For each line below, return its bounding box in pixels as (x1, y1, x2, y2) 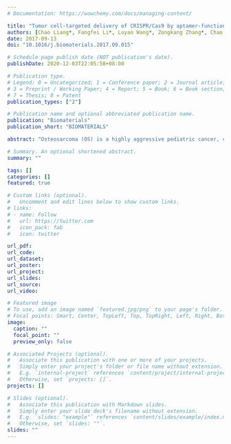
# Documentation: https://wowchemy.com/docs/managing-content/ (7, 10, 192, 17)
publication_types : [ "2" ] (7, 98, 81, 105)
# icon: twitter (7, 231, 60, 237)
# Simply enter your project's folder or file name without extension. (7, 363, 223, 371)
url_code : (7, 249, 36, 256)
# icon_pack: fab (7, 224, 63, 231)
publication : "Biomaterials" (7, 117, 91, 124)
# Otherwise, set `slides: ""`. (7, 420, 107, 428)
